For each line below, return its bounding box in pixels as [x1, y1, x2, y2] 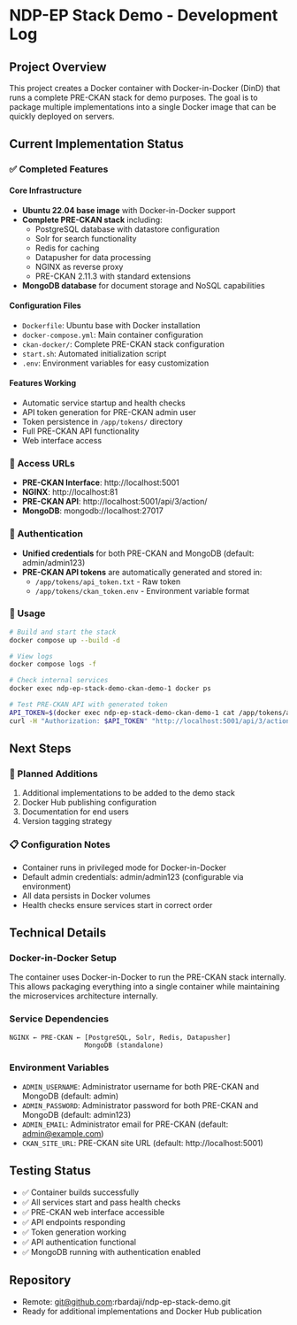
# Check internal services [9, 676, 109, 685]
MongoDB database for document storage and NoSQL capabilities [21, 280, 265, 290]
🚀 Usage [9, 607, 46, 620]
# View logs [9, 651, 53, 660]
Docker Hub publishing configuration [21, 797, 157, 808]
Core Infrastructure [9, 185, 82, 196]
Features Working [9, 378, 77, 389]
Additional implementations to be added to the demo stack [21, 788, 236, 798]
